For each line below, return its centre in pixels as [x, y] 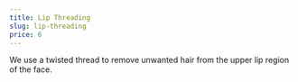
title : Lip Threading [50, 18]
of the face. [31, 69]
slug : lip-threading [48, 26]
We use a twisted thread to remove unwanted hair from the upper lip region [149, 60]
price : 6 [26, 34]
